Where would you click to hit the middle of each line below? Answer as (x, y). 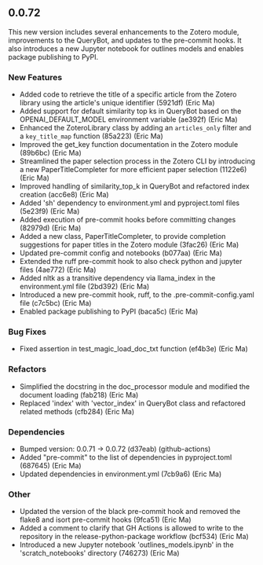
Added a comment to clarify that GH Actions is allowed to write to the (131, 528)
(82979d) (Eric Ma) (50, 228)
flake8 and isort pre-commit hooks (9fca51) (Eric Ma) (105, 520)
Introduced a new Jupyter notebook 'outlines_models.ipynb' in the (126, 545)
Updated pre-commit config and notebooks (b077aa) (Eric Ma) (121, 253)
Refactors (27, 369)
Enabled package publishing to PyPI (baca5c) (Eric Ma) (109, 312)
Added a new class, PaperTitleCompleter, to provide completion (122, 237)
